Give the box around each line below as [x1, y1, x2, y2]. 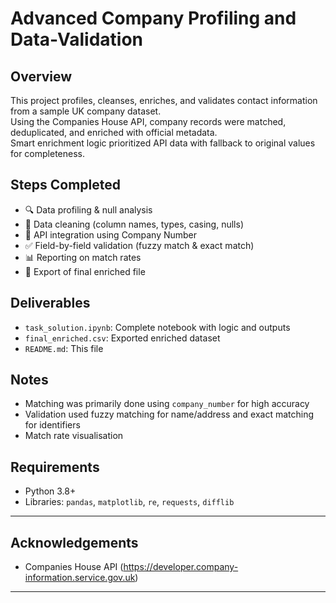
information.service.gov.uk [24, 572, 136, 584]
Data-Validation [10, 28, 143, 51]
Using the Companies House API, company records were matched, [10, 116, 287, 127]
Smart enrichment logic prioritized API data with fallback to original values [10, 137, 316, 149]
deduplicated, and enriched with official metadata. [10, 127, 218, 138]
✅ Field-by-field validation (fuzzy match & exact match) [24, 239, 255, 251]
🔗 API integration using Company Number [24, 228, 198, 241]
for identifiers [24, 419, 81, 431]
